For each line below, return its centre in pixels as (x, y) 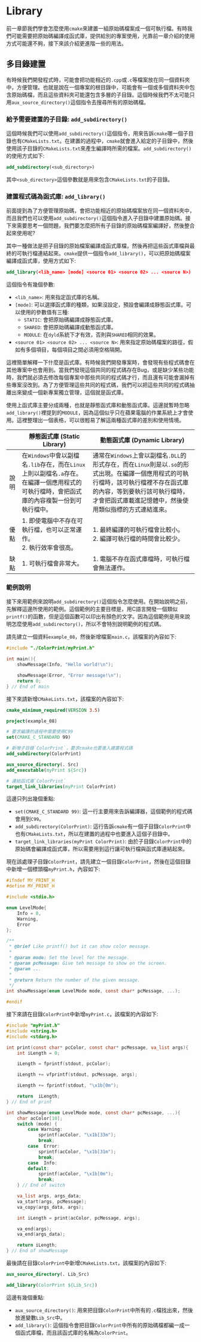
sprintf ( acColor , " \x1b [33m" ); (77, 1135)
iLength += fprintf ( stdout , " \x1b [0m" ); (68, 1086)
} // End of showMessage (37, 1251)
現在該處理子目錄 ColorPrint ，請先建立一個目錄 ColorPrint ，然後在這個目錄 (99, 862)
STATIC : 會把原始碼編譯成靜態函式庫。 (70, 320)
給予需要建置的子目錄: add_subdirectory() (67, 119)
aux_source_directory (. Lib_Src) (48, 1275)
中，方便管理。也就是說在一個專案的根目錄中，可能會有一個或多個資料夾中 (98, 87)
